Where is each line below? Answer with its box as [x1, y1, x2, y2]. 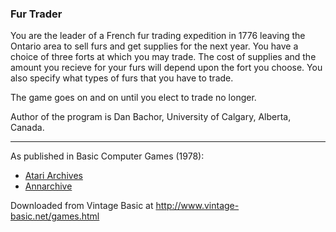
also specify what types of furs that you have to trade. [10, 72, 234, 84]
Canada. [10, 122, 45, 134]
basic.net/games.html [10, 210, 100, 222]
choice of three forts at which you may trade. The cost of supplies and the [10, 51, 317, 63]
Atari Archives [24, 170, 83, 182]
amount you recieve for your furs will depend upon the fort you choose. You [10, 62, 323, 74]
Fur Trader [10, 7, 63, 21]
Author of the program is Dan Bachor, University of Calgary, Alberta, [10, 111, 292, 123]
